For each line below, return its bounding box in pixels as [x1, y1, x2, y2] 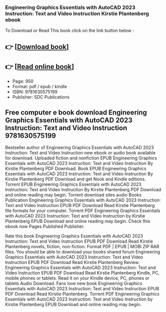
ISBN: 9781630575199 [12, 89, 58, 95]
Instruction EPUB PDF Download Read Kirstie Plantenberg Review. [5, 260, 140, 265]
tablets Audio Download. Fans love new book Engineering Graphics [5, 280, 143, 286]
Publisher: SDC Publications [12, 94, 70, 100]
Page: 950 [12, 78, 34, 84]
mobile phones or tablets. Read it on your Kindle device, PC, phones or [5, 275, 150, 281]
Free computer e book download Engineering [5, 108, 147, 116]
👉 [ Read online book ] [5, 62, 74, 71]
